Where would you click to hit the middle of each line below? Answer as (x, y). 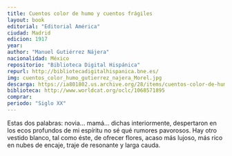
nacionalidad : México (38, 59)
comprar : (20, 97)
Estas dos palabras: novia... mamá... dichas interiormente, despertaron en (112, 123)
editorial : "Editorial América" (54, 26)
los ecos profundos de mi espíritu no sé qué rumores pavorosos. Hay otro (112, 130)
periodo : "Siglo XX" (37, 104)
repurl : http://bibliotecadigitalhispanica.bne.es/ (83, 71)
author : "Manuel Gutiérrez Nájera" (58, 52)
